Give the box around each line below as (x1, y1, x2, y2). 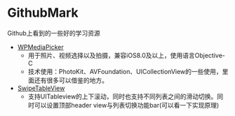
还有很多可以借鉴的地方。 (34, 75, 109, 85)
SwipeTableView (17, 84, 65, 92)
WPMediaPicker (17, 43, 65, 51)
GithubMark (7, 5, 79, 21)
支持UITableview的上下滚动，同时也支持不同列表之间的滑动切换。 (27, 92, 217, 101)
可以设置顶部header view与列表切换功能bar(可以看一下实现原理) (34, 101, 220, 109)
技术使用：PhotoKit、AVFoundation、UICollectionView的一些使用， (27, 67, 222, 75)
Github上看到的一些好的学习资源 (7, 29, 100, 37)
